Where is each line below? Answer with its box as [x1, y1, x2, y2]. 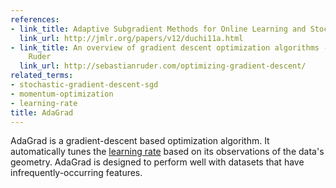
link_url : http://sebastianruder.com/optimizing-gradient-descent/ [19, 61, 307, 71]
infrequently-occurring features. [10, 167, 143, 179]
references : [10, 14, 60, 25]
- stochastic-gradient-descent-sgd [10, 80, 159, 90]
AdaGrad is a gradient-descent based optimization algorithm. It [10, 135, 270, 147]
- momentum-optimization [10, 89, 114, 99]
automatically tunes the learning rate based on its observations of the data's [10, 146, 325, 158]
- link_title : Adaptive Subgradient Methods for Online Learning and [10, 24, 307, 34]
